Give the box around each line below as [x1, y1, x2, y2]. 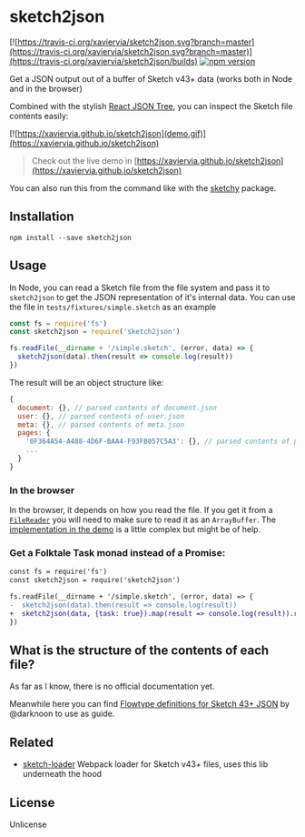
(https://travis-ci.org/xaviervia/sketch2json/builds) [9, 55, 198, 66]
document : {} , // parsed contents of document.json [17, 403, 218, 412]
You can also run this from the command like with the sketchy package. [9, 182, 277, 193]
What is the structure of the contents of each [9, 643, 270, 659]
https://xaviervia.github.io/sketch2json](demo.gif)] [17, 127, 207, 138]
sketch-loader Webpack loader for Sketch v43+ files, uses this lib [22, 759, 269, 770]
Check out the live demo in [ [31, 155, 138, 166]
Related [9, 734, 54, 750]
